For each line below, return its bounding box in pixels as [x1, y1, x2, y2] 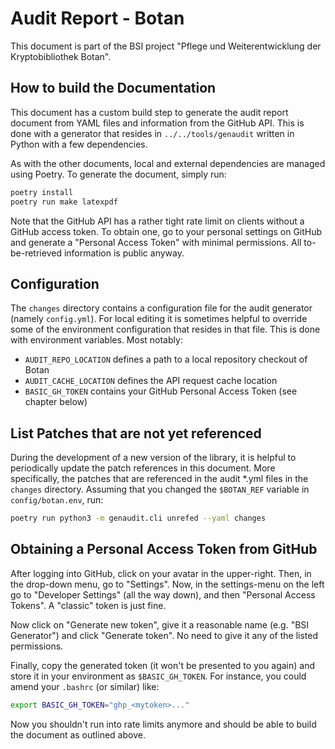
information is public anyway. [63, 247, 185, 259]
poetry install [10, 187, 74, 197]
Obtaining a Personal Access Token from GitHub [10, 541, 318, 558]
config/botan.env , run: [10, 494, 104, 506]
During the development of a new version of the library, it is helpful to [10, 452, 297, 464]
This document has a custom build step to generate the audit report [10, 106, 289, 118]
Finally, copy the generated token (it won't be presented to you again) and [10, 659, 316, 671]
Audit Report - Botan [10, 7, 185, 30]
